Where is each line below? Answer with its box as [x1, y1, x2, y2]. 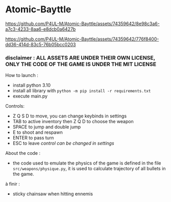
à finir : [5, 181, 20, 187]
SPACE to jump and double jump [12, 124, 81, 130]
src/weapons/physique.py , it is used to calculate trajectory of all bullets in [12, 166, 166, 172]
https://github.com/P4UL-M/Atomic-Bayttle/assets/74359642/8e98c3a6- [5, 21, 160, 27]
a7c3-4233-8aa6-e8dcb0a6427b [5, 26, 76, 32]
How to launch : [5, 72, 38, 78]
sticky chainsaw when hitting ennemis [12, 191, 93, 197]
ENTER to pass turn [12, 135, 54, 141]
